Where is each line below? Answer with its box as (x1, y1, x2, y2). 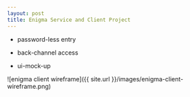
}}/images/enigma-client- (111, 74, 184, 83)
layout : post (7, 10, 45, 17)
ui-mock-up (17, 61, 51, 70)
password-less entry (17, 35, 76, 43)
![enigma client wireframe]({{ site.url (7, 74, 110, 83)
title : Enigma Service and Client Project (7, 16, 131, 23)
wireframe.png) (7, 82, 52, 90)
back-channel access (17, 48, 78, 57)
